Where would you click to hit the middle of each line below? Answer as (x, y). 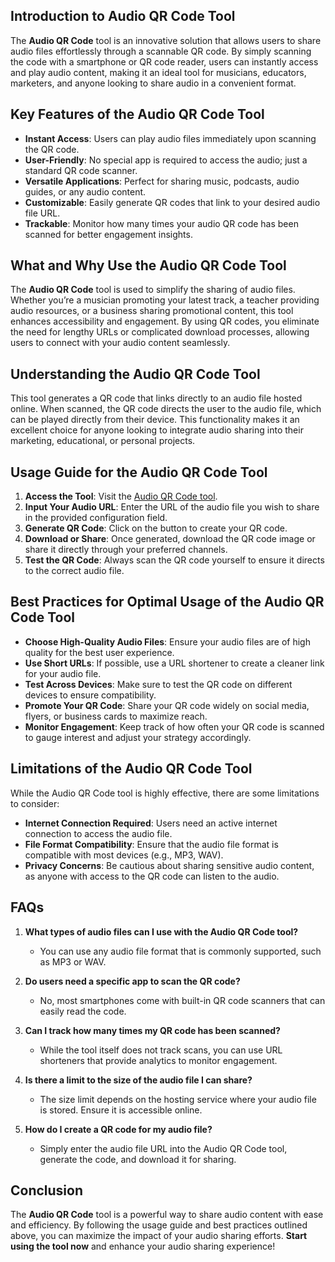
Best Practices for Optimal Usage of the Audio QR (167, 602)
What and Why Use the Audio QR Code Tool (148, 265)
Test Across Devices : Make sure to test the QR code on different (158, 684)
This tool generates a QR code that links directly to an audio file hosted (156, 398)
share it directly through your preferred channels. (126, 550)
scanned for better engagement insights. (108, 234)
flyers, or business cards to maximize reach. (116, 716)
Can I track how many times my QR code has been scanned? (152, 1030)
